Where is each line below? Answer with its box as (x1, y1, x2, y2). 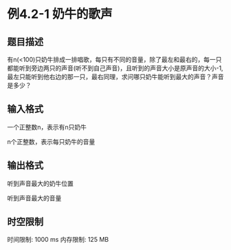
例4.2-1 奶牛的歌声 (7, 6, 113, 22)
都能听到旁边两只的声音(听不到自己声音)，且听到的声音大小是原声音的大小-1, (7, 64, 223, 72)
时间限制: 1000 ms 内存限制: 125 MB (7, 236, 109, 244)
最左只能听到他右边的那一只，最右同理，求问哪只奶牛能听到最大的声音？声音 (7, 73, 224, 81)
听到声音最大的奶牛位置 (7, 179, 74, 187)
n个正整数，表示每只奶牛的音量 (7, 137, 96, 145)
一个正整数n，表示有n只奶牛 (7, 123, 87, 131)
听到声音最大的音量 (7, 194, 62, 202)
